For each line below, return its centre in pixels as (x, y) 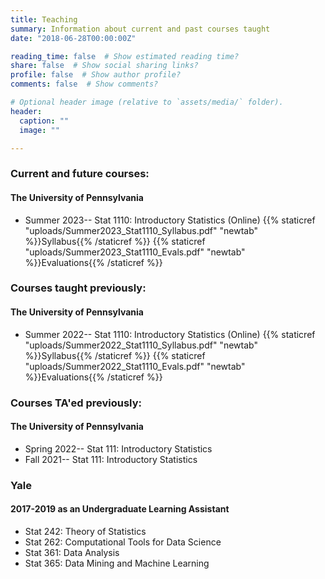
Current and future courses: (80, 174)
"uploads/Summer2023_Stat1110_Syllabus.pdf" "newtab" (141, 230)
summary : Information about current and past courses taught (140, 29)
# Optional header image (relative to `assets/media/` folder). (147, 102)
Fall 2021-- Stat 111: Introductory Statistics (111, 459)
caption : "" (44, 121)
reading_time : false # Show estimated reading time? (125, 56)
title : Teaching (44, 19)
